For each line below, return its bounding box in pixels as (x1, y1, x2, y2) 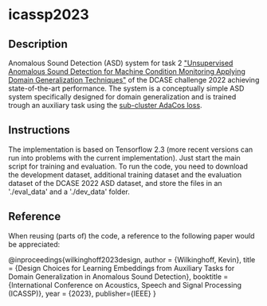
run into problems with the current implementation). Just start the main (8, 153, 241, 162)
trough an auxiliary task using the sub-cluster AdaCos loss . (8, 101, 202, 110)
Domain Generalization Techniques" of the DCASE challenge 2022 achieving (8, 76, 260, 84)
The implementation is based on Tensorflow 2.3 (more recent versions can (8, 145, 253, 154)
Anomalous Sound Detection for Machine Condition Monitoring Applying (8, 67, 245, 76)
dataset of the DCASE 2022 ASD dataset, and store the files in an (8, 178, 222, 188)
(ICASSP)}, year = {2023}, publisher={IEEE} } (8, 289, 157, 298)
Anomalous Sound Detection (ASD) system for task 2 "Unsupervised (8, 58, 234, 68)
